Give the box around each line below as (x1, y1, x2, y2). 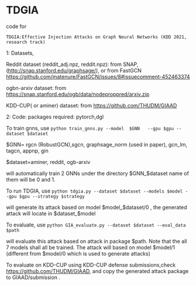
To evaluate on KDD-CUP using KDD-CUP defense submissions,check (6, 261, 176, 268)
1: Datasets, (6, 49, 34, 56)
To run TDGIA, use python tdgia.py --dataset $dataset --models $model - (6, 187, 188, 194)
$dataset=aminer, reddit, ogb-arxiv (6, 158, 91, 165)
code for (6, 23, 27, 30)
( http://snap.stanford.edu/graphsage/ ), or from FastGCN (6, 67, 142, 74)
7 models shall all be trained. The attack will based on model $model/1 (6, 243, 176, 251)
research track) (6, 39, 46, 45)
